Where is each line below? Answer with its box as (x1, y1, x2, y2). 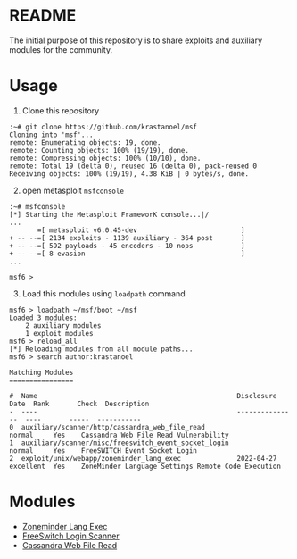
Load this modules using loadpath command (21, 288, 186, 299)
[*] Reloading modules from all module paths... (9, 345, 194, 354)
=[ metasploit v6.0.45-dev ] (37, 225, 245, 235)
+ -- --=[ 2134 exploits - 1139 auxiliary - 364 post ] (9, 233, 245, 242)
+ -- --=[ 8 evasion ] (9, 249, 245, 258)
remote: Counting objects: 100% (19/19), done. (9, 146, 190, 154)
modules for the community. (9, 44, 113, 54)
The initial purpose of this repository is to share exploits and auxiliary (9, 35, 263, 46)
